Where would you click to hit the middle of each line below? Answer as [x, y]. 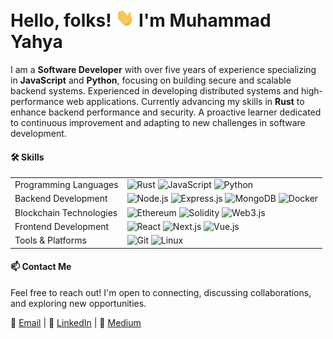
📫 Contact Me [41, 267]
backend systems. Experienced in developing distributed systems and [155, 91]
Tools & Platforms [50, 240]
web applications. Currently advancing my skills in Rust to [185, 102]
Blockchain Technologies [66, 212]
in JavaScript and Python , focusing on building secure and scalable [151, 80]
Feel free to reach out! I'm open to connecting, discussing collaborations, [161, 292]
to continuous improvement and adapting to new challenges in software [158, 123]
